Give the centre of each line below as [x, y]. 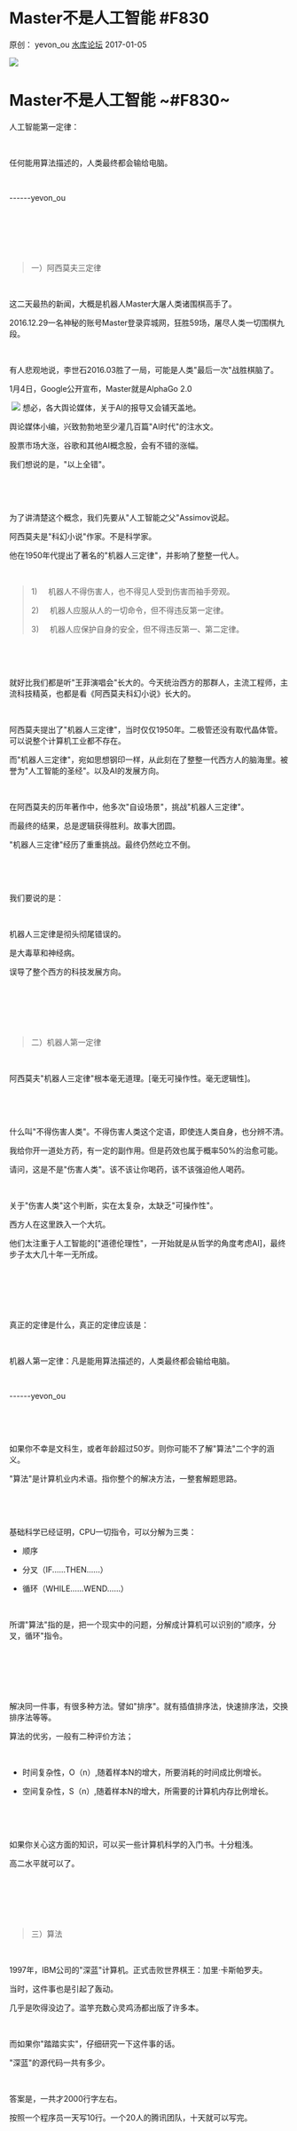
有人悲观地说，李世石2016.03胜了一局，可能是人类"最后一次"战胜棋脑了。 [144, 370]
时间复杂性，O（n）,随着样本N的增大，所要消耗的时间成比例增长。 [144, 1772]
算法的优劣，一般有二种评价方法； [71, 1736]
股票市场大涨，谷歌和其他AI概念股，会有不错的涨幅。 [106, 445]
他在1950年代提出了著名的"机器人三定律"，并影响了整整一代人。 [126, 555]
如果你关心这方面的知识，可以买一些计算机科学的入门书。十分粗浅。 [133, 1844]
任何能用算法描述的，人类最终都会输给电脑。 [91, 163]
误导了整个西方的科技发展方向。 [67, 971]
